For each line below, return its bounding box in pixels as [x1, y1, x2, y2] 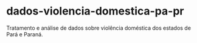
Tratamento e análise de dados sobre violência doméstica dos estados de [6, 24, 192, 31]
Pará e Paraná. [6, 30, 44, 38]
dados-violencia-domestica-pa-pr [6, 4, 184, 18]
